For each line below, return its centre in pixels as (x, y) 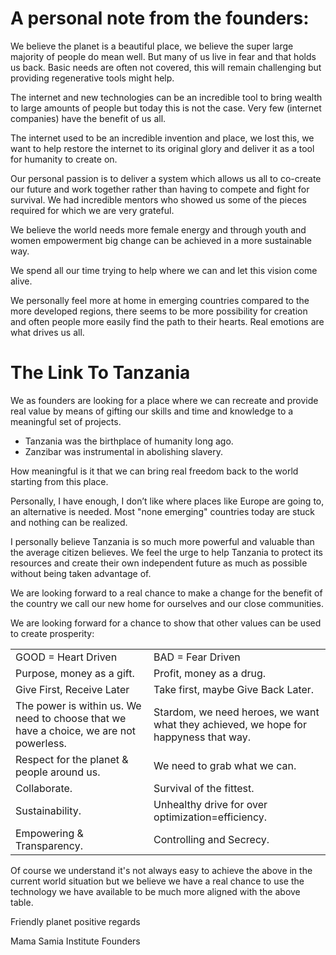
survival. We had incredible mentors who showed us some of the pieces (158, 199)
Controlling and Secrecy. (211, 839)
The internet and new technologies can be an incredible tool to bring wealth (166, 97)
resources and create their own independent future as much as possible (159, 563)
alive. (21, 281)
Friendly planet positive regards (75, 921)
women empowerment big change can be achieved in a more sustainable (161, 240)
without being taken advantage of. (81, 573)
